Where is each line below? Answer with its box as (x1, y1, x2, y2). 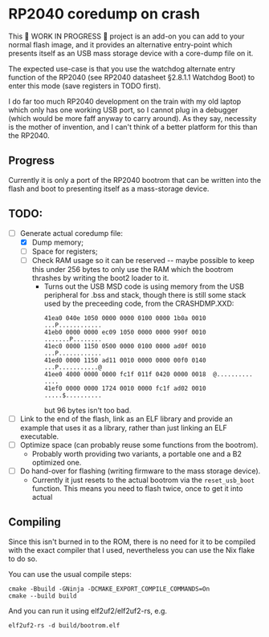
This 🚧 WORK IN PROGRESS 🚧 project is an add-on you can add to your (8, 31, 245, 41)
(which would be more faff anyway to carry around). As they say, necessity (8, 113, 257, 123)
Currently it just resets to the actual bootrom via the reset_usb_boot (31, 475, 255, 485)
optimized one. (31, 457, 82, 467)
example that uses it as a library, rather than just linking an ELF (19, 423, 227, 432)
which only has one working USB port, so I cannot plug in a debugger (8, 105, 238, 115)
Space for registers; (31, 246, 98, 256)
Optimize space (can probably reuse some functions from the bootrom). (19, 440, 259, 449)
